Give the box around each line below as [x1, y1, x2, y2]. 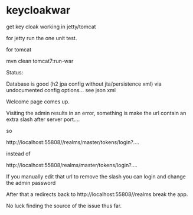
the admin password [6, 179, 56, 186]
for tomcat [6, 45, 32, 53]
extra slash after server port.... [6, 116, 80, 123]
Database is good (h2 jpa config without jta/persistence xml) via [6, 80, 162, 87]
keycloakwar [6, 4, 71, 17]
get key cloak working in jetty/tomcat [6, 23, 96, 30]
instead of [6, 150, 31, 157]
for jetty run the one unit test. [6, 34, 77, 41]
